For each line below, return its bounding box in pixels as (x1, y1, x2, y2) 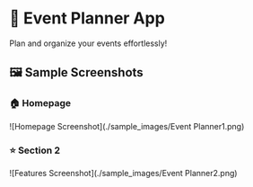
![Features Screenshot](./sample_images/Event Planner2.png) (9, 167, 238, 178)
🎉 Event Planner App (9, 8, 166, 29)
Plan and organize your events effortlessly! (9, 38, 168, 49)
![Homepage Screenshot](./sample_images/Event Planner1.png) (9, 120, 245, 131)
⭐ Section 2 (9, 144, 61, 156)
